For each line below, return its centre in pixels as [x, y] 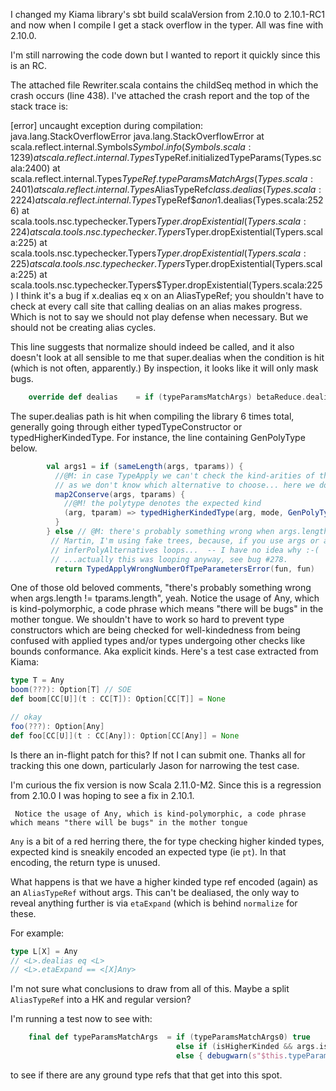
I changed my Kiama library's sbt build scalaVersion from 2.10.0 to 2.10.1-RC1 [167, 14]
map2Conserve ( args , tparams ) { [120, 494]
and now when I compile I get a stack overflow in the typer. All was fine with [167, 25]
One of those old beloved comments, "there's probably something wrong [161, 588]
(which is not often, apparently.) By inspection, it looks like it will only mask [164, 368]
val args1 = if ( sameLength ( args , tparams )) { [145, 466]
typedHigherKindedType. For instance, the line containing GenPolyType [158, 437]
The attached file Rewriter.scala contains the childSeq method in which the [164, 85]
